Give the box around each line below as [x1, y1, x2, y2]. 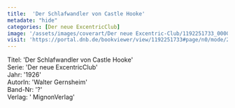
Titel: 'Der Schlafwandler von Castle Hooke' [7, 55, 134, 64]
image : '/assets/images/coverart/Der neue [7, 29, 133, 37]
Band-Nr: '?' [7, 86, 43, 94]
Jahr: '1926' [7, 71, 42, 79]
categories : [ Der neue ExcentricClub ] [7, 23, 120, 30]
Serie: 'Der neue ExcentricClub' [7, 63, 98, 72]
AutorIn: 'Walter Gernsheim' [7, 78, 87, 86]
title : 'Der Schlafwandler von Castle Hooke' [7, 10, 145, 18]
